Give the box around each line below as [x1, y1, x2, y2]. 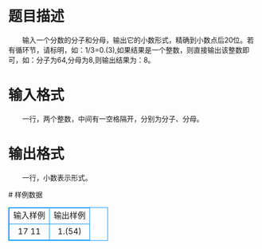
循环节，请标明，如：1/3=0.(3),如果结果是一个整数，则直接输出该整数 [14, 45, 243, 54]
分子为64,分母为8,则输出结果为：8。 [35, 55, 155, 65]
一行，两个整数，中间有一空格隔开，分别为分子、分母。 [22, 113, 204, 124]
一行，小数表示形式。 [22, 172, 92, 182]
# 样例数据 [8, 189, 43, 200]
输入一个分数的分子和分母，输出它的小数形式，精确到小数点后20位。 [22, 35, 248, 45]
